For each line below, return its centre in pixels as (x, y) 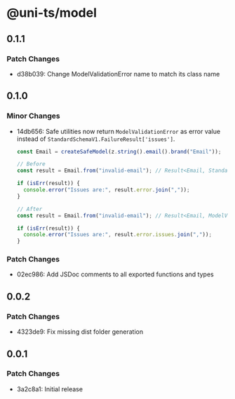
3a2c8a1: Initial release (50, 389)
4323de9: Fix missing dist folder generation (80, 332)
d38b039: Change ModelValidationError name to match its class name (118, 74)
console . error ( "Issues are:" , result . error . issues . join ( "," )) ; (117, 235)
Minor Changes (33, 116)
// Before (31, 164)
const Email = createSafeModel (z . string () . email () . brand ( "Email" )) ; (119, 151)
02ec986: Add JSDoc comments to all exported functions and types (115, 274)
